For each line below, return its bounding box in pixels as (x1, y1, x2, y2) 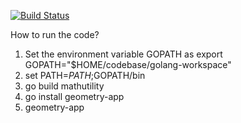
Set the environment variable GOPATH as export (24, 48, 223, 60)
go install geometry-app (24, 91, 125, 102)
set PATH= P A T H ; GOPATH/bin (24, 70, 146, 81)
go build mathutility (24, 80, 105, 92)
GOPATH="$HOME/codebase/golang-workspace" (24, 59, 232, 70)
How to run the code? (10, 29, 100, 40)
